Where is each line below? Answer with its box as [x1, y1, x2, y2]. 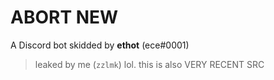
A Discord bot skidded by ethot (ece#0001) [10, 39, 190, 51]
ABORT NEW [10, 6, 119, 29]
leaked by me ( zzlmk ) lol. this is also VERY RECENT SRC [34, 58, 265, 70]
